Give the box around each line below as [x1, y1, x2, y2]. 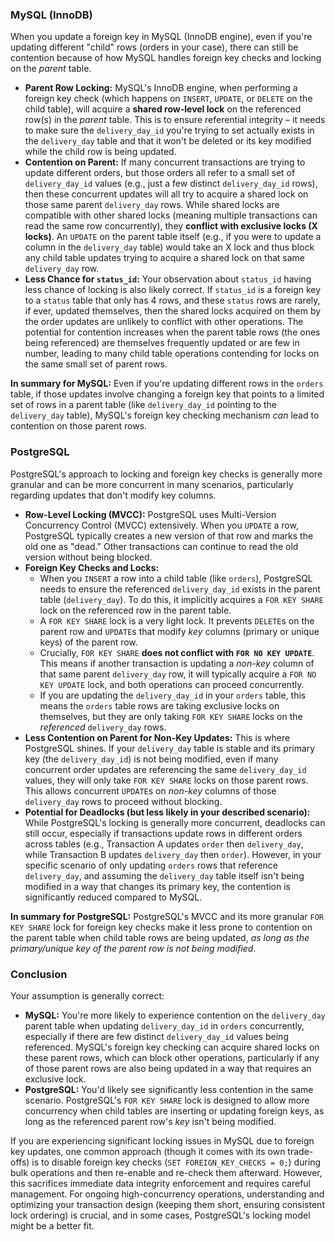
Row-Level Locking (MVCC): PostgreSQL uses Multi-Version [24, 508, 277, 520]
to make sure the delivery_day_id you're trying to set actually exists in [24, 124, 315, 137]
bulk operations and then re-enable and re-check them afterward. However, [10, 1166, 323, 1178]
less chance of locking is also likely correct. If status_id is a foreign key [24, 284, 322, 296]
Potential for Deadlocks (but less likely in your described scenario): [24, 806, 311, 818]
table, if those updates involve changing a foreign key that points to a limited [10, 388, 325, 400]
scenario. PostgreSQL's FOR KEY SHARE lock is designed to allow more [24, 1094, 310, 1106]
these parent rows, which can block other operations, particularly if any [24, 1051, 320, 1063]
